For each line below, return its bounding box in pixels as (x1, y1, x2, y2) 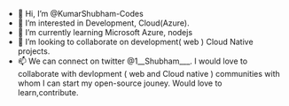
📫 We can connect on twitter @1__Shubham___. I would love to (17, 56, 248, 66)
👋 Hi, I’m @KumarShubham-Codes (17, 9, 144, 19)
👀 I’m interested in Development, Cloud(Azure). (17, 18, 190, 28)
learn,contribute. (17, 87, 79, 97)
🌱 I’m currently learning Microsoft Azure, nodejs (17, 27, 193, 37)
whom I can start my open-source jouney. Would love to (17, 78, 223, 88)
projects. (17, 46, 51, 57)
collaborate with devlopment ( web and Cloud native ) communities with (17, 69, 281, 79)
